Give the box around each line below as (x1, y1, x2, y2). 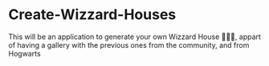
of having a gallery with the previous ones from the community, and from (8, 40, 250, 49)
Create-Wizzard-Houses (8, 6, 177, 24)
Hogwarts (8, 49, 42, 58)
